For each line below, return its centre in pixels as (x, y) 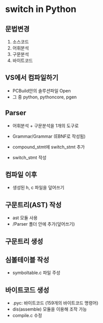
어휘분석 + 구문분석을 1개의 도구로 (45, 125)
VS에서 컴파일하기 (32, 78)
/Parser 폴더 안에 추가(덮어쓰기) (43, 224)
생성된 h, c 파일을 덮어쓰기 (38, 188)
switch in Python (41, 9)
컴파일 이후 (21, 175)
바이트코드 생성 (27, 290)
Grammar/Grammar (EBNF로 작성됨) (49, 136)
